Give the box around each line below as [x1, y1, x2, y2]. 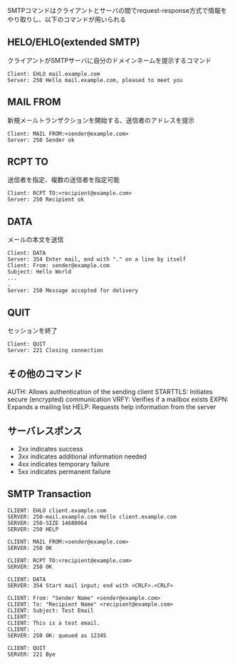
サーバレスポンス [7, 425, 83, 437]
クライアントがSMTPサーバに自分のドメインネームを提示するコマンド [7, 56, 212, 64]
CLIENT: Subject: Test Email [7, 606, 94, 614]
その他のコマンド [7, 368, 83, 380]
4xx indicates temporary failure [17, 459, 110, 468]
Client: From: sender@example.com [7, 262, 110, 269]
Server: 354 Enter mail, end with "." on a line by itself [7, 256, 187, 263]
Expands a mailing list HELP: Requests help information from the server [7, 402, 216, 411]
